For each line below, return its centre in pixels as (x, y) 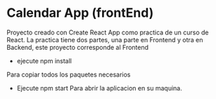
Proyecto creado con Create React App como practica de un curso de (108, 32)
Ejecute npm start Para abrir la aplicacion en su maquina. (99, 88)
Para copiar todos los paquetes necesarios (69, 74)
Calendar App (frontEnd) (80, 13)
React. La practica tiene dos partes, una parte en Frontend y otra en (105, 39)
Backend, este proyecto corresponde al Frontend (78, 47)
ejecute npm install (44, 60)
